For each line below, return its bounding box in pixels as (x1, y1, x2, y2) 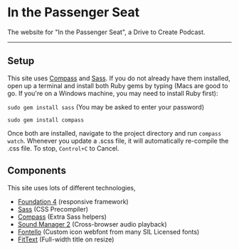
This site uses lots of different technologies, (7, 183, 136, 192)
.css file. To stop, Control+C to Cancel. (7, 143, 119, 153)
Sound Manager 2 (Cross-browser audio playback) (17, 219, 167, 228)
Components (7, 165, 66, 177)
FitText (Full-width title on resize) (17, 235, 115, 244)
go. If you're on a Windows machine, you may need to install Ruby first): (7, 89, 218, 97)
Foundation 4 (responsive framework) (17, 197, 129, 206)
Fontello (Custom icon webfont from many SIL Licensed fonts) (17, 227, 200, 236)
